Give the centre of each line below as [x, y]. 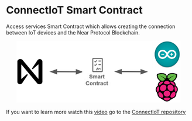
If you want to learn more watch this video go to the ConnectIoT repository [96, 112]
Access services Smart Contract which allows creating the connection [91, 26]
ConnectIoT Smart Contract [74, 10]
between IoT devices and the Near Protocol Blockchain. [73, 32]
